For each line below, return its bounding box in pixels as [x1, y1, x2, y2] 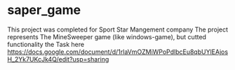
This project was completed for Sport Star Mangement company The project [7, 25, 229, 34]
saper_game [7, 2, 81, 18]
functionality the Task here [7, 40, 85, 48]
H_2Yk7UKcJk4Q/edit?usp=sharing [7, 55, 109, 63]
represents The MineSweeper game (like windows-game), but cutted [7, 32, 207, 41]
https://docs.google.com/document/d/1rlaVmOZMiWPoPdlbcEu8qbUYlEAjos [7, 48, 229, 56]
